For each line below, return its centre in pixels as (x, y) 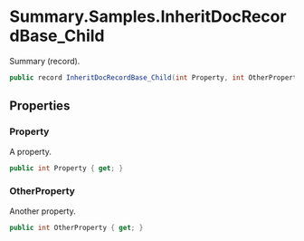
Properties (40, 106)
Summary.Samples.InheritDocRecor (148, 17)
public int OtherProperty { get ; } (76, 227)
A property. (30, 151)
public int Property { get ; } (66, 168)
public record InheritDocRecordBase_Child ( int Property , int (127, 77)
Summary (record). (45, 61)
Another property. (43, 211)
